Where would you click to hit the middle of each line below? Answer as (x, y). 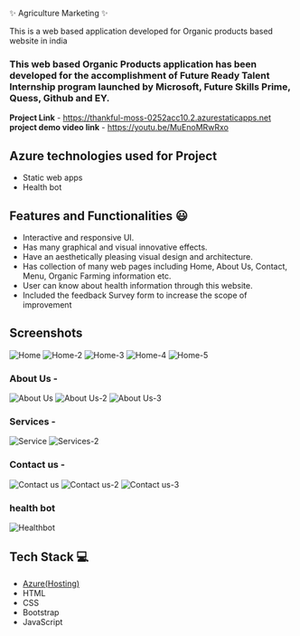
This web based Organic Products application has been (133, 64)
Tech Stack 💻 (49, 557)
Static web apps (52, 178)
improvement (47, 304)
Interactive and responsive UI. (78, 237)
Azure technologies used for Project (113, 156)
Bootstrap (41, 612)
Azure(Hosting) (51, 584)
